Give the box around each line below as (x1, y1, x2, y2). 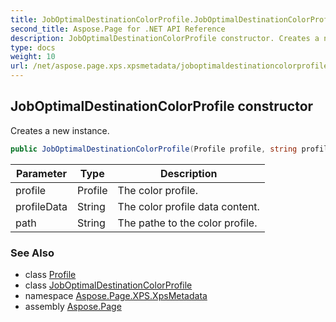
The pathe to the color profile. (117, 216, 258, 230)
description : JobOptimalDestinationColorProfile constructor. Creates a (10, 33, 320, 43)
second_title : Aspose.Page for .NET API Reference (10, 24, 226, 34)
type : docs (10, 42, 56, 53)
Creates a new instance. (10, 124, 110, 136)
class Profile (24, 268, 77, 280)
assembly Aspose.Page (24, 300, 122, 312)
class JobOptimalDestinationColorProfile (24, 279, 193, 291)
